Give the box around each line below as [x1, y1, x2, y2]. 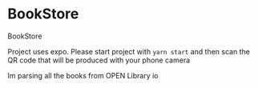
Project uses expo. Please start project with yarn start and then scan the [7, 46, 250, 56]
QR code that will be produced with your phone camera [7, 55, 191, 65]
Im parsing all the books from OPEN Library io [7, 70, 159, 80]
